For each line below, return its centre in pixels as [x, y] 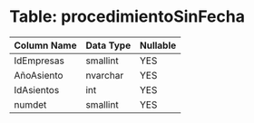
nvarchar [105, 75]
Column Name [45, 45]
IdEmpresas [39, 61]
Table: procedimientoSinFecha [127, 17]
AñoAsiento [39, 75]
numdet [30, 104]
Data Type [108, 45]
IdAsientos [37, 90]
